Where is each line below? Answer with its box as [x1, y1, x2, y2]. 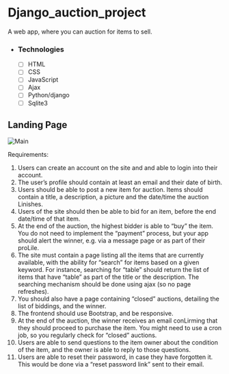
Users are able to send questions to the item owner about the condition [17, 338, 218, 347]
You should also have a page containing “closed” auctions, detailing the [17, 295, 219, 303]
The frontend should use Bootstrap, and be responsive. [17, 310, 174, 318]
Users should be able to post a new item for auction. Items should [17, 186, 204, 194]
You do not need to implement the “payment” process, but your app [17, 229, 209, 238]
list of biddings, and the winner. [17, 302, 107, 310]
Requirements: [8, 151, 49, 159]
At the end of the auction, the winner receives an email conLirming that [17, 316, 218, 325]
